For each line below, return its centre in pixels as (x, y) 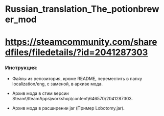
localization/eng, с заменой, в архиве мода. (57, 84)
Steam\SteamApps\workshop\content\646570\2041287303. (72, 98)
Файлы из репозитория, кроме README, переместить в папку (77, 78)
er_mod (21, 19)
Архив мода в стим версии (40, 93)
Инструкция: (21, 68)
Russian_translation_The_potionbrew (82, 9)
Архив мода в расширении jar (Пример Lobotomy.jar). (68, 108)
